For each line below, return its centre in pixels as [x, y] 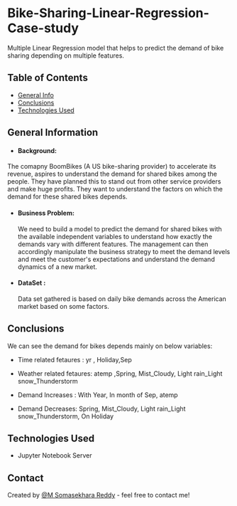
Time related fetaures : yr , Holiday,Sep [75, 359]
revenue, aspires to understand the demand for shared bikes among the [112, 174]
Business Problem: [46, 213]
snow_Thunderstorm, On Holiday [66, 416]
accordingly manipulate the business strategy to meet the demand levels [124, 251]
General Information [53, 133]
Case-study [43, 28]
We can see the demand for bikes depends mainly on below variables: [110, 346]
